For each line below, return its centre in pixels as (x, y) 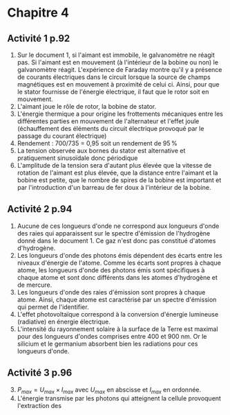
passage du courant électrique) (62, 136)
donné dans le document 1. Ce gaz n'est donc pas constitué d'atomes (116, 240)
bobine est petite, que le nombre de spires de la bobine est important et (119, 180)
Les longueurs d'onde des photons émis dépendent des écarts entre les (119, 255)
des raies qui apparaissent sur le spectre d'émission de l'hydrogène (114, 233)
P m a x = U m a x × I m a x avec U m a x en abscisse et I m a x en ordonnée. (109, 390)
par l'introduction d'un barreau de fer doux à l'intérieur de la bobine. (114, 187)
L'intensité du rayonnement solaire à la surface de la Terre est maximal (118, 329)
